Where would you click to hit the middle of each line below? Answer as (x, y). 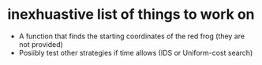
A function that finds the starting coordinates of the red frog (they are (132, 36)
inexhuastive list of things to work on (131, 14)
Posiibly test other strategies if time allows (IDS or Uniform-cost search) (136, 52)
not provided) (41, 44)
